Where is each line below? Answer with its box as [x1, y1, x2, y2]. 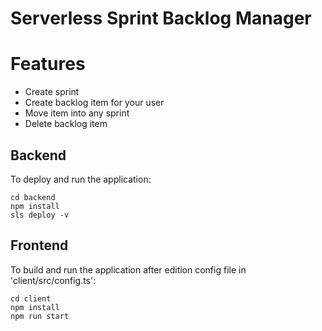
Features [10, 53, 86, 76]
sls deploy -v [10, 210, 70, 220]
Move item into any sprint [24, 107, 130, 119]
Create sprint [24, 86, 80, 98]
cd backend [10, 192, 56, 202]
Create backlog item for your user [24, 97, 165, 109]
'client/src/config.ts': [10, 274, 97, 286]
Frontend [10, 237, 69, 254]
